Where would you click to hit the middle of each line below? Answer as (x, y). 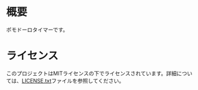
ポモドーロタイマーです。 (37, 30)
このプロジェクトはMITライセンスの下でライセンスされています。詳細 (92, 73)
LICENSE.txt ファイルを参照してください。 (73, 81)
